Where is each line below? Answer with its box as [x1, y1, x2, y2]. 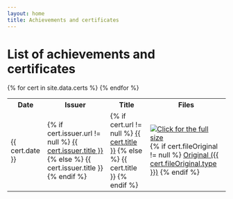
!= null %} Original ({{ [150, 150, 219, 160]
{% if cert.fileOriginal [150, 142, 218, 151]
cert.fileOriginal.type [150, 159, 217, 169]
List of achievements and [7, 46, 156, 62]
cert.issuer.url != [47, 129, 101, 138]
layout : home [7, 10, 45, 17]
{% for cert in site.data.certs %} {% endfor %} [7, 84, 140, 92]
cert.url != [110, 120, 142, 130]
